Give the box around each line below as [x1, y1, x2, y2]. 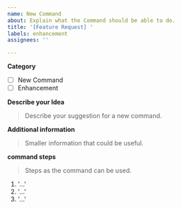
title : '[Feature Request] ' [7, 23, 93, 30]
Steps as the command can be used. [24, 167, 132, 175]
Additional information [7, 125, 76, 134]
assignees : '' [7, 37, 50, 44]
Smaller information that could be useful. [24, 139, 144, 148]
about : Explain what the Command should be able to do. [7, 17, 176, 24]
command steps [7, 153, 57, 161]
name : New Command [7, 10, 62, 18]
